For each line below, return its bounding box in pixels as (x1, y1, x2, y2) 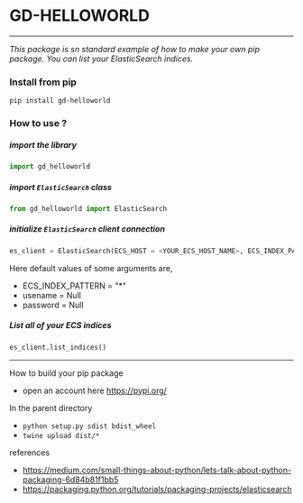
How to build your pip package (9, 367, 124, 379)
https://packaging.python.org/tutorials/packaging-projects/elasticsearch (22, 483, 292, 494)
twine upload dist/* (22, 431, 100, 440)
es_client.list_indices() (9, 343, 106, 352)
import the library (9, 139, 77, 150)
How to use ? (9, 117, 68, 130)
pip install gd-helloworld (9, 96, 111, 105)
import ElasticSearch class (9, 181, 113, 192)
